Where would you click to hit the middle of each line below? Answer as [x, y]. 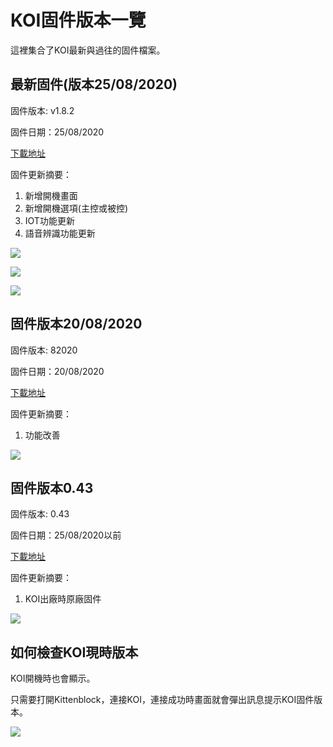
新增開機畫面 [51, 195]
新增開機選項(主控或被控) [76, 208]
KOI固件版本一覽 [78, 20]
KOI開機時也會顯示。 [53, 678]
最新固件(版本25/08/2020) [94, 84]
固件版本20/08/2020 [76, 324]
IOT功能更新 [49, 220]
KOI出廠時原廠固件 [63, 599]
